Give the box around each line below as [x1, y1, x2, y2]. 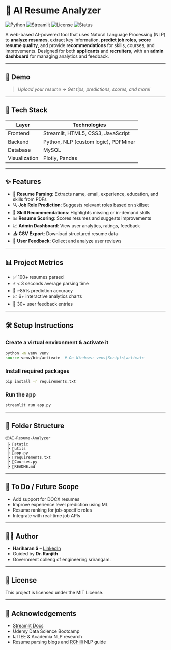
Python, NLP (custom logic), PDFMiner [43, 138, 136, 145]
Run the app [5, 391, 36, 398]
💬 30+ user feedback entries [12, 301, 73, 307]
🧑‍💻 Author [5, 531, 39, 541]
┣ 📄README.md [7, 463, 36, 469]
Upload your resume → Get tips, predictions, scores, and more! [17, 86, 151, 92]
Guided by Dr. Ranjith [12, 551, 59, 557]
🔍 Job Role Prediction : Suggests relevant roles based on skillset [12, 202, 149, 208]
